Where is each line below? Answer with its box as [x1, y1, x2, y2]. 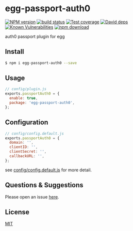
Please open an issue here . [5, 194, 59, 199]
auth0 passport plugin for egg [5, 33, 65, 39]
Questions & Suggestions [5, 181, 83, 189]
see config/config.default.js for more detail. [5, 167, 92, 173]
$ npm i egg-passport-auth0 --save [5, 60, 77, 66]
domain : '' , [9, 140, 34, 145]
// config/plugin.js [5, 87, 47, 92]
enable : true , [9, 96, 38, 101]
